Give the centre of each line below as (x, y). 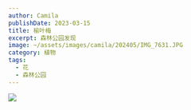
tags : (17, 61)
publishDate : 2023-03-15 (49, 23)
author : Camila (33, 16)
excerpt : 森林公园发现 (42, 38)
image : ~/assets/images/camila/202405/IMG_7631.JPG (95, 45)
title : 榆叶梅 (30, 30)
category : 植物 (32, 53)
